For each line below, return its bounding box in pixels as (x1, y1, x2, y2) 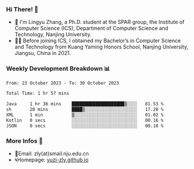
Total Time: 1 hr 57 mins (6, 91, 69, 96)
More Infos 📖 (6, 137, 43, 145)
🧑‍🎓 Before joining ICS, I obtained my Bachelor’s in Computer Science (14, 37, 181, 44)
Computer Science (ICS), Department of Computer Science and (14, 25, 169, 32)
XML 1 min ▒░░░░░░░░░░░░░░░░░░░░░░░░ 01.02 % (6, 112, 164, 118)
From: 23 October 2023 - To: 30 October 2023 (6, 80, 119, 86)
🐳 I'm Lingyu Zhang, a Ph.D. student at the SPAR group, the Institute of (14, 19, 185, 26)
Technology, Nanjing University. (14, 31, 92, 38)
